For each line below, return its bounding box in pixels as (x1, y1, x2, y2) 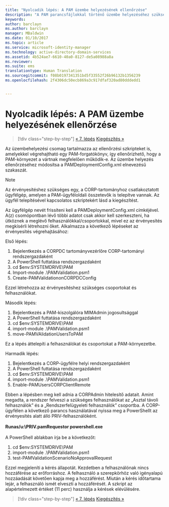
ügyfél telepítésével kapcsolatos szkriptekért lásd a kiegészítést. (5, 197, 139, 203)
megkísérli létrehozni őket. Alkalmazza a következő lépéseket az (5, 223, 139, 229)
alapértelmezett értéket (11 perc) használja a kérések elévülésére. (5, 486, 141, 492)
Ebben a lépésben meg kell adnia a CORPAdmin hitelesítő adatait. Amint (5, 391, 154, 398)
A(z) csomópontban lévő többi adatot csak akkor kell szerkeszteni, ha (5, 212, 149, 218)
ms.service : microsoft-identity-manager (5, 45, 92, 50)
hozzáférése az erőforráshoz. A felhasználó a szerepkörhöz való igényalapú (5, 470, 163, 476)
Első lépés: (5, 238, 28, 244)
